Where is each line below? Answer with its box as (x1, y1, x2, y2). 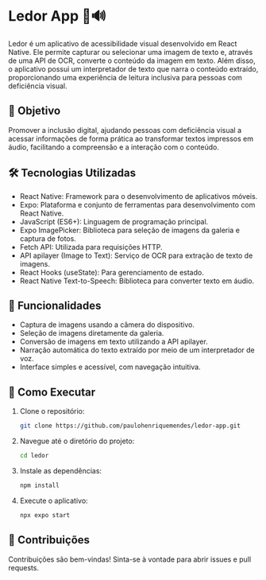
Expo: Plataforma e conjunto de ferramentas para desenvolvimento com (19, 200, 256, 209)
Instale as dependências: (19, 465, 102, 475)
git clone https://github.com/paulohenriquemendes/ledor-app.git (19, 422, 241, 430)
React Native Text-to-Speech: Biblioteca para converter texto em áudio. (19, 276, 255, 286)
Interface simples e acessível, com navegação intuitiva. (19, 362, 201, 372)
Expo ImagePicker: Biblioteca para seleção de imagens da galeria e (19, 225, 241, 235)
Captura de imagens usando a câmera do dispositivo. (19, 320, 195, 329)
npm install (19, 481, 60, 489)
